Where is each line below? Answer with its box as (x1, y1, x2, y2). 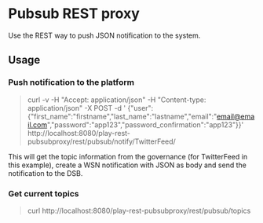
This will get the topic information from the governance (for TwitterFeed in (8, 152, 248, 161)
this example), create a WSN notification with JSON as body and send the (8, 160, 247, 170)
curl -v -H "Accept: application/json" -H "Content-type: (27, 95, 206, 104)
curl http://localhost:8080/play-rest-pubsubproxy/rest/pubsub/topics (27, 206, 251, 215)
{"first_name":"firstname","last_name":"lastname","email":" (27, 111, 217, 121)
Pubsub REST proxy (8, 5, 140, 23)
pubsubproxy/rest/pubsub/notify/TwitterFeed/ (27, 137, 177, 146)
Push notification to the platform (8, 77, 135, 88)
